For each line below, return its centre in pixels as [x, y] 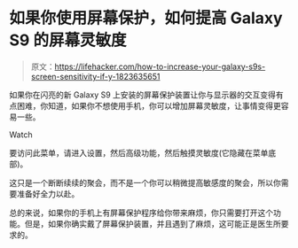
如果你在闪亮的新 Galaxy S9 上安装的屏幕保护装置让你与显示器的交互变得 [143, 95]
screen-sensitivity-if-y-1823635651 [95, 76]
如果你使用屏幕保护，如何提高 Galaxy [146, 18]
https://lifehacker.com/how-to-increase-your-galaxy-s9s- [160, 66]
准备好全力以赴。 [48, 194]
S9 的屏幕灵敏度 [68, 40]
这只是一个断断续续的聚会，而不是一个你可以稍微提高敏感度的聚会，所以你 [145, 182]
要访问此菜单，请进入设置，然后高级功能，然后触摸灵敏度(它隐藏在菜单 [139, 152]
